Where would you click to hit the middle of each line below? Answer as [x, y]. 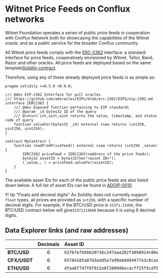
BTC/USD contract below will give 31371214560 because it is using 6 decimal [80, 210]
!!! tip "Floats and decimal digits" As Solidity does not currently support [76, 195]
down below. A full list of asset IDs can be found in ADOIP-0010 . [69, 185]
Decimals [49, 244]
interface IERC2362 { [27, 103]
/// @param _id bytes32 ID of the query [55, 112]
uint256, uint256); [25, 129]
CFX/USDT [20, 260]
